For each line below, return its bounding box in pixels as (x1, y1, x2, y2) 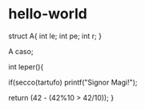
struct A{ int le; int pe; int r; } (8, 31, 103, 41)
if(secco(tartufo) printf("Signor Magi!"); (8, 77, 138, 87)
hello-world (8, 5, 88, 23)
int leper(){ (8, 61, 44, 72)
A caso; (8, 46, 34, 56)
